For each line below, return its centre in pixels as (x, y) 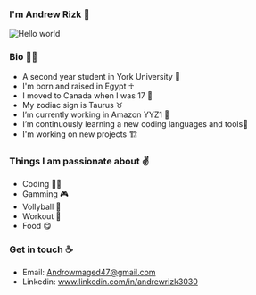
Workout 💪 (41, 216)
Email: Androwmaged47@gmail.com (89, 273)
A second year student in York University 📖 (101, 76)
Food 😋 (37, 225)
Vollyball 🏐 (41, 206)
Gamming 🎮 (45, 194)
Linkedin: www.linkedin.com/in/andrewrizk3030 (110, 282)
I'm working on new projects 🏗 (80, 134)
